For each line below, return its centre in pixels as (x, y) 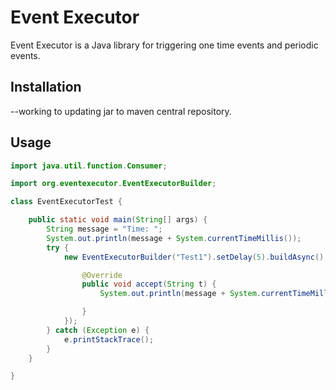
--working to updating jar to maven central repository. (121, 111)
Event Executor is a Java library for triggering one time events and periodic (164, 45)
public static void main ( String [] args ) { (118, 220)
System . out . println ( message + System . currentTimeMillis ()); (174, 238)
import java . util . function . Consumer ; (89, 166)
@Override (102, 275)
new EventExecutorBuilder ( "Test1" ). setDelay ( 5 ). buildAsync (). (196, 257)
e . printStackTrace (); (109, 339)
